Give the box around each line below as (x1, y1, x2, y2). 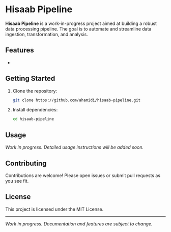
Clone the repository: (12, 88, 58, 94)
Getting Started (5, 74, 55, 83)
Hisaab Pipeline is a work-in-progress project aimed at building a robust (5, 20, 157, 26)
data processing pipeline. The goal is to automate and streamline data (5, 25, 152, 32)
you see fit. (5, 178, 29, 184)
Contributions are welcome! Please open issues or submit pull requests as (5, 172, 161, 179)
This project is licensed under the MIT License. (5, 206, 104, 212)
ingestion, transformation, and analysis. (5, 31, 88, 37)
